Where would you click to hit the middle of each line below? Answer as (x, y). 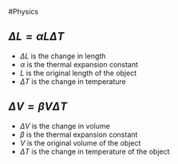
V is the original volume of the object (80, 142)
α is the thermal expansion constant (79, 64)
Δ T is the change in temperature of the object (95, 151)
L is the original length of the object (78, 73)
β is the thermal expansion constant (79, 134)
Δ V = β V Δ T (38, 107)
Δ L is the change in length (63, 56)
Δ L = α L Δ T (36, 36)
